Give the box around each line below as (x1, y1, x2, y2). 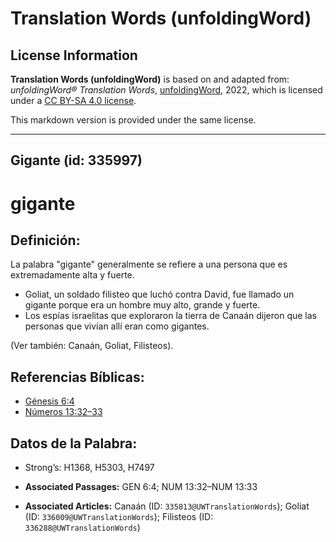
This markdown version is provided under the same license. (10, 114, 257, 126)
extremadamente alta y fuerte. (10, 269, 135, 281)
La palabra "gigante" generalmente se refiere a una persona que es (10, 258, 288, 271)
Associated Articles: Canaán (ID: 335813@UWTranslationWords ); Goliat (24, 500, 310, 512)
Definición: (10, 232, 81, 249)
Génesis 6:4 (24, 395, 75, 407)
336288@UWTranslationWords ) (24, 522, 141, 534)
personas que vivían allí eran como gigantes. (24, 320, 210, 332)
